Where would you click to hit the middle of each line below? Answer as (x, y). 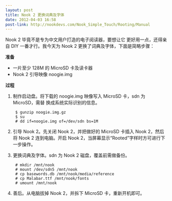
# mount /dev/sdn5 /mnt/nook (46, 170)
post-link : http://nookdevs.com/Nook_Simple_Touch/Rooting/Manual (78, 24)
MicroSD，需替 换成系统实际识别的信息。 (56, 103)
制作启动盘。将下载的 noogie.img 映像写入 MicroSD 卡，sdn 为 (79, 96)
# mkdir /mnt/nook (35, 165)
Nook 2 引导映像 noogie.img (43, 75)
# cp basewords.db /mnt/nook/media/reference (65, 174)
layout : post (19, 10)
